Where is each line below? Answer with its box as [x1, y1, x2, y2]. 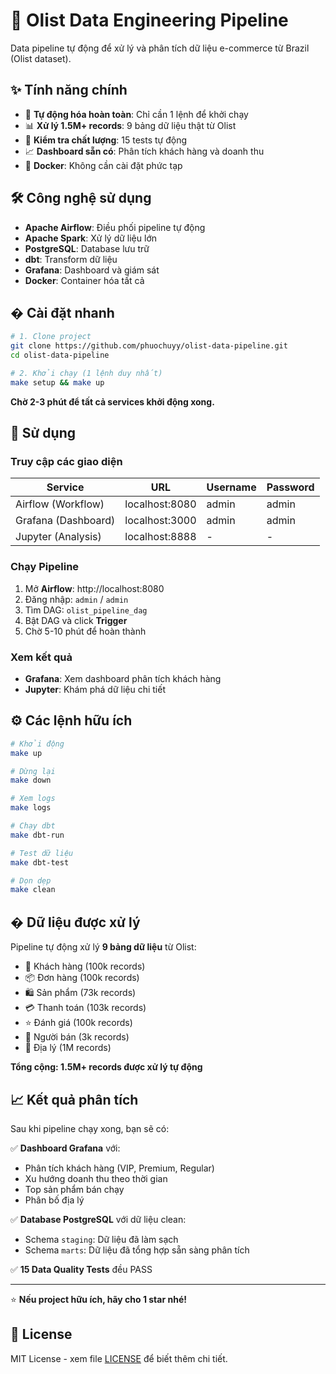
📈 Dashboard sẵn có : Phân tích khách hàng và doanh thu [24, 145, 265, 157]
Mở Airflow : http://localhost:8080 [24, 582, 165, 594]
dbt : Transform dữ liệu [24, 253, 118, 265]
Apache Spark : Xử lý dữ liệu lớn [24, 232, 158, 244]
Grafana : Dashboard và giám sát [24, 264, 160, 276]
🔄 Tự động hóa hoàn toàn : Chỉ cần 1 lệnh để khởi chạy [24, 108, 249, 120]
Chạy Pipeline [10, 560, 80, 574]
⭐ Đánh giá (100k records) [24, 1017, 133, 1029]
